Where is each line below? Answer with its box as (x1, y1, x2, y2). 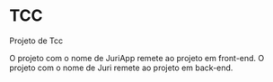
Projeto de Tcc (9, 35, 64, 46)
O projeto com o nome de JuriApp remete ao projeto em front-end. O (9, 52, 265, 63)
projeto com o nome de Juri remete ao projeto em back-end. (9, 62, 233, 73)
